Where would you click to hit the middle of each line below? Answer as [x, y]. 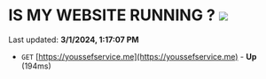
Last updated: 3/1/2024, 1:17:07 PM [74, 39]
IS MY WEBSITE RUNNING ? [112, 15]
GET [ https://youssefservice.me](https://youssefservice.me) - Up [139, 56]
